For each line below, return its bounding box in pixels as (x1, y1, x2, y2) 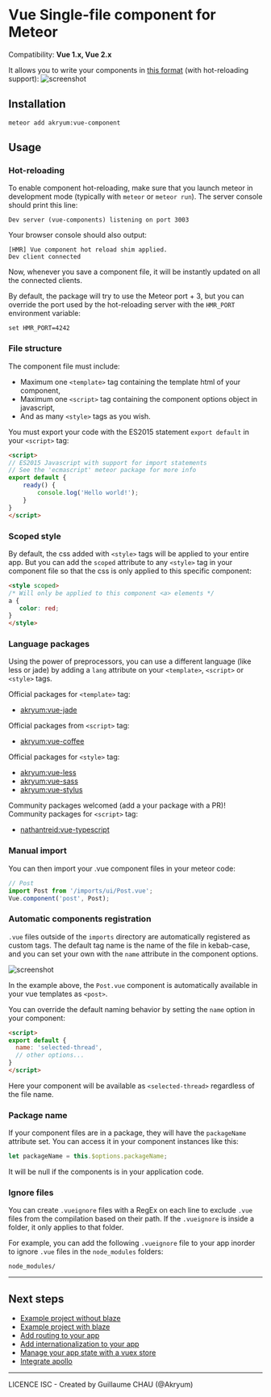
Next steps (8, 1292, 65, 1306)
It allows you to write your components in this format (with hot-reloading (8, 65, 248, 74)
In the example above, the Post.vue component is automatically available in (8, 980, 258, 990)
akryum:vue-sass (19, 776, 79, 786)
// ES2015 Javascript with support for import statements (8, 458, 207, 466)
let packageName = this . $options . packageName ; (8, 1152, 168, 1161)
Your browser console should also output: (8, 230, 148, 240)
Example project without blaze (19, 1314, 121, 1323)
